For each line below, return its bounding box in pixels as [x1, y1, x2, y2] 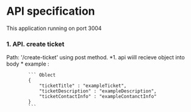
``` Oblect [28, 72, 56, 78]
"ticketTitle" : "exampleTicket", [38, 83, 127, 89]
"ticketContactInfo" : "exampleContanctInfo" [38, 94, 157, 100]
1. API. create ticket [6, 40, 65, 48]
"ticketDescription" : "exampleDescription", [38, 88, 157, 94]
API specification [6, 4, 96, 18]
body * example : [6, 60, 50, 68]
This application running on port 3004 [6, 24, 102, 32]
